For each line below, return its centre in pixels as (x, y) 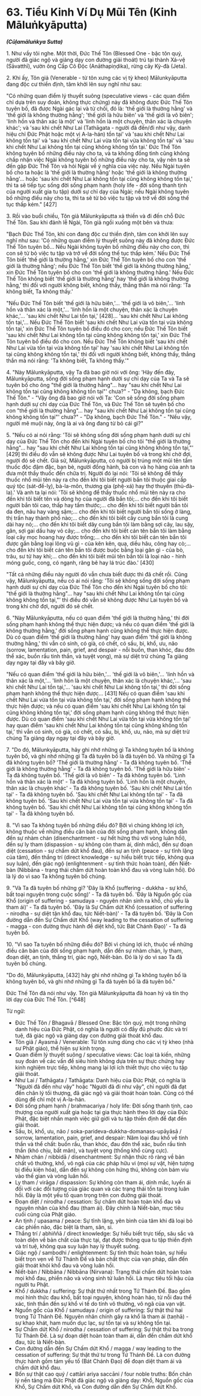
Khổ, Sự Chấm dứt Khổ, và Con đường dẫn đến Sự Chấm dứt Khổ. (96, 1386)
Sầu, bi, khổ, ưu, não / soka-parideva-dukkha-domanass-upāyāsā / (98, 1131)
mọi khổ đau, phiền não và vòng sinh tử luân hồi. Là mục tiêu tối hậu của (104, 1278)
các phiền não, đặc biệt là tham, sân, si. (64, 1227)
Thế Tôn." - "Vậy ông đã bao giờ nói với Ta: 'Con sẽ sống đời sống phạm (95, 398)
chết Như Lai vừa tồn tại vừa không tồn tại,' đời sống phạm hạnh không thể (98, 700)
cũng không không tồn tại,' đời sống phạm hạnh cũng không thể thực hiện (97, 712)
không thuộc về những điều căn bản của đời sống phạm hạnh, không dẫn (97, 831)
